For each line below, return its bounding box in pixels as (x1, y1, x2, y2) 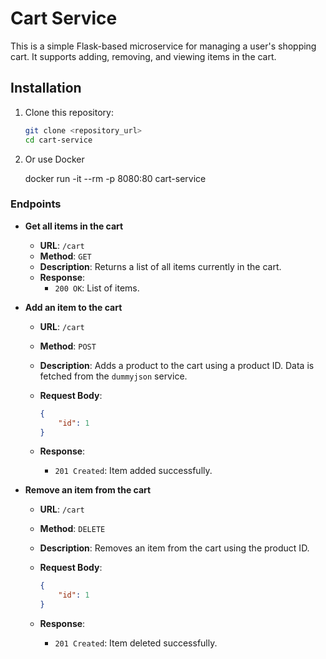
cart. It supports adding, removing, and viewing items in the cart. (10, 50, 277, 62)
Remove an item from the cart (24, 484, 152, 496)
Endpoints (10, 197, 62, 211)
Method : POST (39, 340, 97, 352)
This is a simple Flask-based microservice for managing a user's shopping (10, 40, 317, 52)
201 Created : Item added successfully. (54, 465, 213, 477)
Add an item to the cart (24, 301, 123, 313)
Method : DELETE (39, 523, 106, 535)
